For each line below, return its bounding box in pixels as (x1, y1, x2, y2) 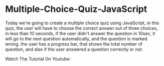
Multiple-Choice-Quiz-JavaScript (5, 3, 147, 15)
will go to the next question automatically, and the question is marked (5, 36, 148, 42)
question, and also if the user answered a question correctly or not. (5, 46, 144, 52)
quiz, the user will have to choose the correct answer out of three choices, (5, 25, 158, 31)
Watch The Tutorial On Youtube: (5, 56, 71, 62)
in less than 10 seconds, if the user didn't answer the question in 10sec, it (5, 30, 156, 36)
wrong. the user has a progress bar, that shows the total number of (5, 41, 143, 47)
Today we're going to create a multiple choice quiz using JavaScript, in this (5, 20, 160, 26)
